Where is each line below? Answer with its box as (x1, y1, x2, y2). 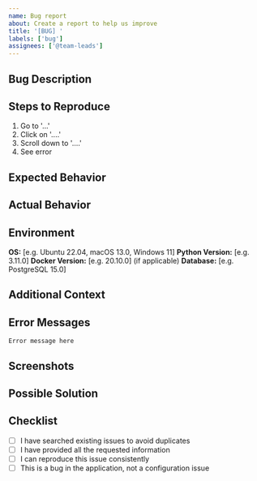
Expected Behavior (8, 170, 107, 184)
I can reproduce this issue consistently (19, 453, 150, 463)
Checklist (8, 414, 58, 428)
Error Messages (8, 316, 91, 329)
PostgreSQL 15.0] (8, 264, 66, 274)
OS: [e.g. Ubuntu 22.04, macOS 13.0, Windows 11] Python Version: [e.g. (8, 247, 250, 256)
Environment (8, 225, 75, 239)
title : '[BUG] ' (8, 27, 63, 35)
